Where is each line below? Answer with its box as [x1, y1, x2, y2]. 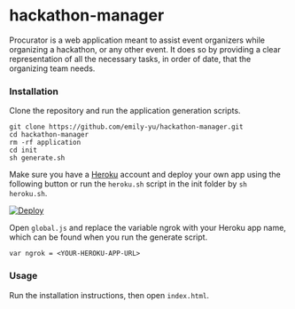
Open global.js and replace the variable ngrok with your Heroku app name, [9, 223, 286, 234]
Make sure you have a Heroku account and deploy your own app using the [9, 170, 282, 180]
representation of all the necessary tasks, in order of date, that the [9, 53, 252, 64]
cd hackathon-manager [9, 131, 89, 139]
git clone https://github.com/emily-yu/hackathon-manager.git [9, 123, 244, 131]
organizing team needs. [9, 63, 96, 74]
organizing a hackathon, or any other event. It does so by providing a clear [9, 44, 281, 54]
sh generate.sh [9, 154, 66, 162]
